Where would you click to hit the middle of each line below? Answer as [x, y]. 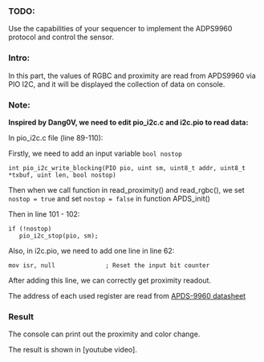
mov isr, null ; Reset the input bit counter [109, 265]
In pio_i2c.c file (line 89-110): [56, 137]
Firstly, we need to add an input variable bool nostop [95, 153]
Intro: [19, 58]
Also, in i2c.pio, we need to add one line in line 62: [91, 250]
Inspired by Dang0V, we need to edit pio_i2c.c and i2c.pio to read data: [128, 122]
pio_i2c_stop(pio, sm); [59, 236]
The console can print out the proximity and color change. [104, 334]
